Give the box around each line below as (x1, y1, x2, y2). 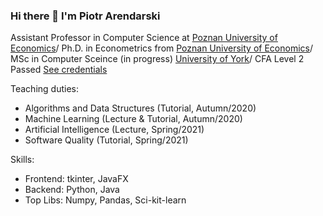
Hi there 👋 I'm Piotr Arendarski (10, 9, 161, 23)
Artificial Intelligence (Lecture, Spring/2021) (24, 124, 205, 136)
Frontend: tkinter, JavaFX (24, 173, 129, 185)
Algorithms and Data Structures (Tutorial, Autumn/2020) (24, 102, 257, 114)
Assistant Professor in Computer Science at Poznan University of (10, 32, 278, 44)
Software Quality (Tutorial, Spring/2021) (24, 134, 189, 146)
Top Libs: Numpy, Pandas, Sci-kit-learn (24, 194, 187, 206)
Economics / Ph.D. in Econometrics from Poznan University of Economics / (10, 42, 313, 54)
